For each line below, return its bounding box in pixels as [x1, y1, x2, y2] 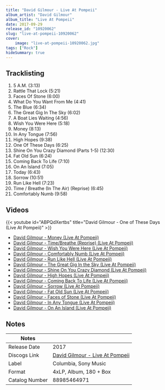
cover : [6, 36, 20, 41]
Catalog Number [8, 376, 48, 383]
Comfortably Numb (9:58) [13, 191, 68, 197]
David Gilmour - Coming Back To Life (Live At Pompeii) [13, 278, 128, 284]
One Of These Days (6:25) [13, 142, 69, 148]
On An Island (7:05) [13, 164, 54, 170]
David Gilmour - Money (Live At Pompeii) [13, 235, 99, 241]
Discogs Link [8, 351, 40, 358]
